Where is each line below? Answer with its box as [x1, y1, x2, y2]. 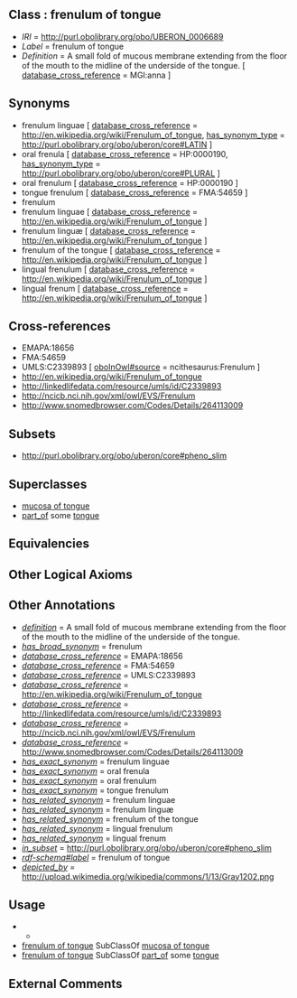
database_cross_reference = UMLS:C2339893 [21, 669, 196, 680]
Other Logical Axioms [8, 566, 133, 582]
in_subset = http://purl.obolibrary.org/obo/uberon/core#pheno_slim [21, 842, 272, 853]
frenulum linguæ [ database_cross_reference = [21, 225, 196, 236]
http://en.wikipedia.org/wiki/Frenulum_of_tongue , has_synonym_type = [21, 129, 285, 140]
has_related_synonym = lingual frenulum [21, 823, 173, 834]
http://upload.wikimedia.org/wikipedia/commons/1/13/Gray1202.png [21, 871, 274, 881]
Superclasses [8, 476, 88, 491]
